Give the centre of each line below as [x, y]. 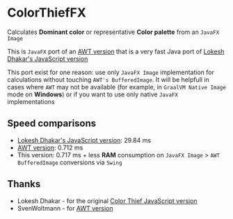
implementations [31, 101]
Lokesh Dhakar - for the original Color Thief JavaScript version [107, 201]
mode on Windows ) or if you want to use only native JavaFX [93, 94]
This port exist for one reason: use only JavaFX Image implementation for [111, 72]
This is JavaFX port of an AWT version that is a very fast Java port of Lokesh [116, 51]
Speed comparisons [52, 124]
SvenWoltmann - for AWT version [65, 208]
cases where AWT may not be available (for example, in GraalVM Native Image [116, 87]
